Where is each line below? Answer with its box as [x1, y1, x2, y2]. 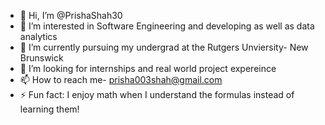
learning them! [19, 103, 80, 115]
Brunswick [19, 52, 64, 64]
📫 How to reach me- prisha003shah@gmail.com [19, 74, 223, 85]
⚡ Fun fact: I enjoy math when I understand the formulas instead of [19, 89, 295, 100]
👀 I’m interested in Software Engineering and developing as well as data [19, 20, 315, 32]
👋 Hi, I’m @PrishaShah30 [19, 10, 123, 21]
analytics [19, 31, 58, 42]
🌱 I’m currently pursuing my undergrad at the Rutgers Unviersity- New [19, 41, 309, 53]
